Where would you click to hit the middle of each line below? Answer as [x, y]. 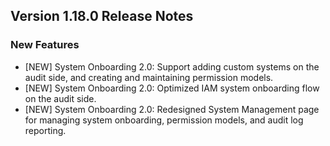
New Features [45, 45]
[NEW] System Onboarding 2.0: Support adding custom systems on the [172, 66]
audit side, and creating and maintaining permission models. [149, 77]
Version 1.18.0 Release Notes [102, 16]
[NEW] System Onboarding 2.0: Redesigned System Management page [172, 109]
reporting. [45, 130]
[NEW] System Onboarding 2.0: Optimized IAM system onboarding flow [172, 88]
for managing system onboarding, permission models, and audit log [164, 120]
